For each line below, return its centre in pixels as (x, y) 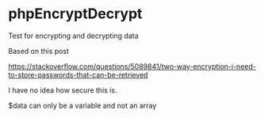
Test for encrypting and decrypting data (73, 36)
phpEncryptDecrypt (75, 14)
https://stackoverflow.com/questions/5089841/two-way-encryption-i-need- (132, 66)
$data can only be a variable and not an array (82, 105)
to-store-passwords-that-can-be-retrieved (78, 74)
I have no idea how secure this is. (63, 90)
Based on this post (39, 51)
